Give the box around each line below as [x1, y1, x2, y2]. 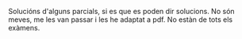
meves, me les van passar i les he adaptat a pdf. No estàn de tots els [8, 15, 232, 24]
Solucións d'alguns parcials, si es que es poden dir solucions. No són [8, 7, 236, 16]
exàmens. [8, 23, 40, 32]
